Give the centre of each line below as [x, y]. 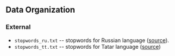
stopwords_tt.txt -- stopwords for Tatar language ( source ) [87, 46]
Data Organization [41, 10]
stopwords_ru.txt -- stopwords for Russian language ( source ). [92, 40]
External [18, 27]
